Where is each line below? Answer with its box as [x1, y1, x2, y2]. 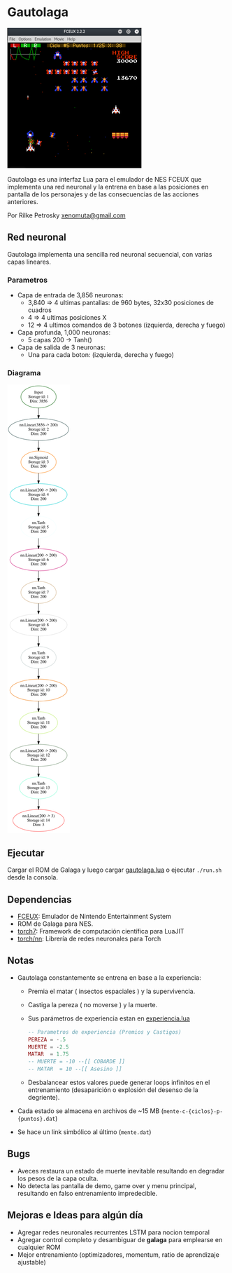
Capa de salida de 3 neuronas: [17, 343, 106, 351]
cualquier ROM [17, 1243, 61, 1251]
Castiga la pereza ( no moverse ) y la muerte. [27, 1000, 158, 1009]
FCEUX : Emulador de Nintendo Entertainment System [17, 912, 171, 920]
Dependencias [7, 894, 72, 905]
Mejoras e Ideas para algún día [7, 1209, 143, 1221]
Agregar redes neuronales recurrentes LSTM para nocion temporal [17, 1228, 210, 1237]
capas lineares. [7, 257, 51, 266]
